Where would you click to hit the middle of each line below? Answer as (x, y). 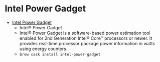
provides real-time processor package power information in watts (87, 43)
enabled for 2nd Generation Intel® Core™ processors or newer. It (86, 38)
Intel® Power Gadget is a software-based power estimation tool (85, 33)
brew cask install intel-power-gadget (60, 54)
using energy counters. (43, 49)
